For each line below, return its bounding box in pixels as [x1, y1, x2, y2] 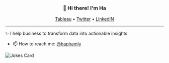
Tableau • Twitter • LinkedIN [55, 16, 114, 22]
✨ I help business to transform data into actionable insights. [5, 30, 129, 37]
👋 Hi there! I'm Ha [62, 5, 107, 12]
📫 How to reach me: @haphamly [12, 41, 81, 47]
